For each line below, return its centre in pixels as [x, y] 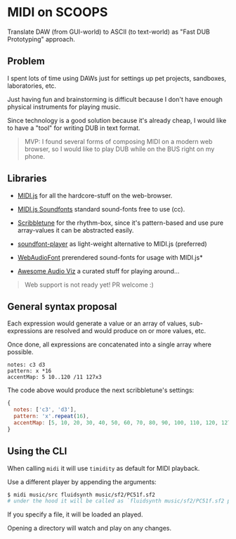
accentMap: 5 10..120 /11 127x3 [54, 377]
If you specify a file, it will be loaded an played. [75, 514]
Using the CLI [37, 452]
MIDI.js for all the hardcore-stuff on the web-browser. [95, 195]
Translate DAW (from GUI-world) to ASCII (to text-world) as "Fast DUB [109, 32]
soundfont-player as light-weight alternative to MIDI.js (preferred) [112, 244]
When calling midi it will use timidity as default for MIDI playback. [104, 468]
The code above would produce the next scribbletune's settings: [101, 390]
